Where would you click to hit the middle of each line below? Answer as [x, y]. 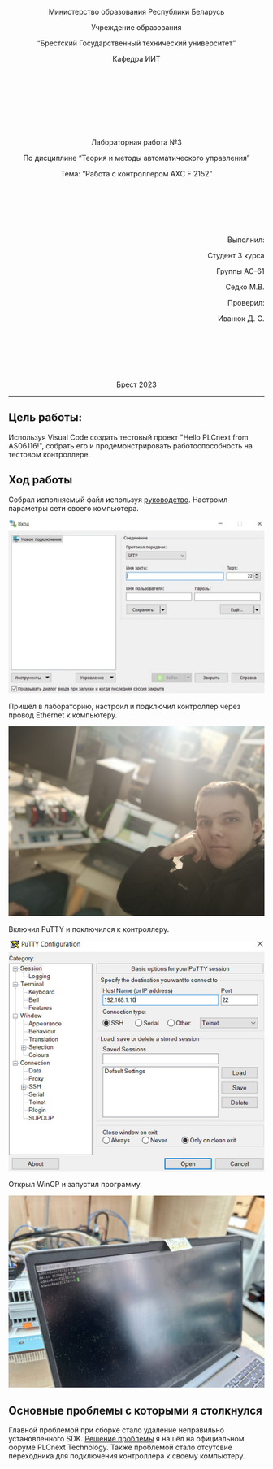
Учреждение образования [136, 27]
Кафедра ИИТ [136, 59]
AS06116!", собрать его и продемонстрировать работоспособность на [131, 445]
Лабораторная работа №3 [136, 142]
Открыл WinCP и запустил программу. [75, 1185]
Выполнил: [246, 240]
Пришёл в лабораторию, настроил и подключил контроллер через [125, 706]
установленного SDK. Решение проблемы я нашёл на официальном [126, 1439]
